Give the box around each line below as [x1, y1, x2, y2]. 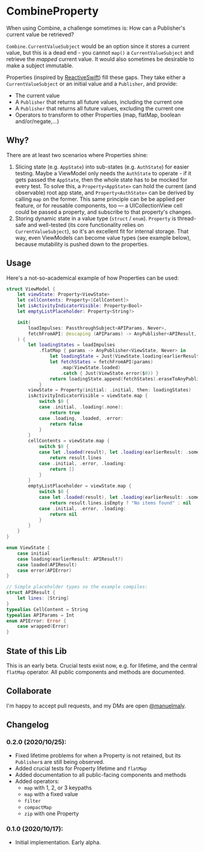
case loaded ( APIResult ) [17, 561, 78, 568]
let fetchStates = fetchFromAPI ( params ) [49, 359, 154, 365]
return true [49, 410, 80, 416]
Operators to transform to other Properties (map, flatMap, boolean [15, 111, 181, 118]
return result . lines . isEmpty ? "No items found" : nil [49, 499, 191, 506]
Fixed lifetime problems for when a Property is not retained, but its [15, 751, 181, 759]
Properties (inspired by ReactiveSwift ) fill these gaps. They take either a [6, 73, 186, 81]
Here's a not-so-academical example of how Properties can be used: [6, 274, 179, 282]
